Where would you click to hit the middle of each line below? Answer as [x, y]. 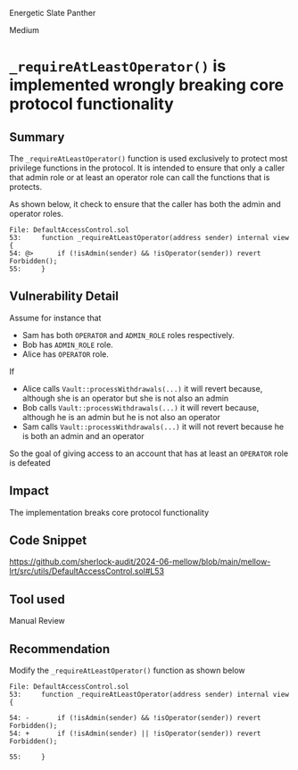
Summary [37, 137]
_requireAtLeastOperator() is [118, 66]
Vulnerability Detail [64, 297]
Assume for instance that [55, 318]
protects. [26, 187]
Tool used [37, 599]
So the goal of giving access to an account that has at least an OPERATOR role [149, 453]
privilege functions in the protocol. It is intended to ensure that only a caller [147, 168]
